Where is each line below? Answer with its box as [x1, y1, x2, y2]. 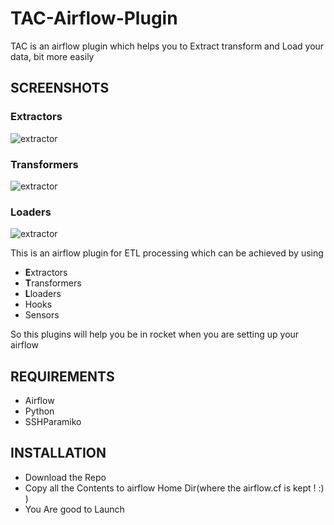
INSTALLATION [10, 445, 107, 462]
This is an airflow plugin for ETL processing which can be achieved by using [10, 247, 324, 259]
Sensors [24, 309, 60, 321]
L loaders [24, 288, 62, 300]
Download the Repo [24, 471, 107, 483]
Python [24, 405, 55, 417]
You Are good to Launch [24, 503, 125, 515]
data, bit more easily [10, 50, 95, 62]
